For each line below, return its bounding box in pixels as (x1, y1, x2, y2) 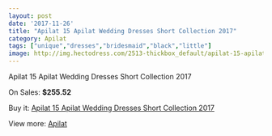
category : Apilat (8, 34, 67, 43)
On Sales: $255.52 (8, 87, 71, 97)
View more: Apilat (8, 119, 67, 128)
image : (8, 49, 31, 57)
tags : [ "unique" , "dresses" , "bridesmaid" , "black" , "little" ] (8, 42, 212, 50)
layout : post (8, 11, 53, 20)
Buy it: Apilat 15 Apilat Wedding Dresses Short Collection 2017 (8, 103, 215, 113)
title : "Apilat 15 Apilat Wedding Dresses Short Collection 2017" (8, 27, 237, 35)
